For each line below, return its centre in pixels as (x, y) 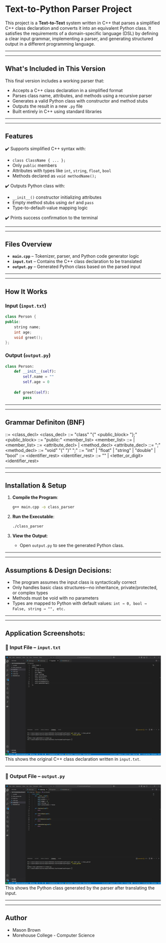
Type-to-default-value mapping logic (50, 208)
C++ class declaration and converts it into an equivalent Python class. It (78, 28)
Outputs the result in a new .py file (47, 106)
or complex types (30, 593)
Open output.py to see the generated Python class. (72, 546)
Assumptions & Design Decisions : (58, 570)
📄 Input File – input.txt (33, 648)
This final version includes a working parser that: (55, 81)
